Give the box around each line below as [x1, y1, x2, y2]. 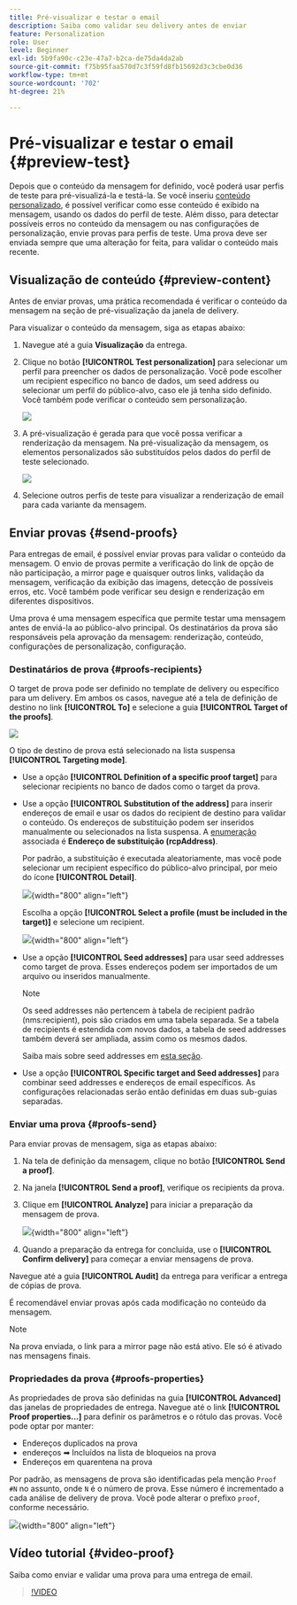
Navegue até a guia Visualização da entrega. [21, 340, 187, 351]
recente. [9, 247, 40, 258]
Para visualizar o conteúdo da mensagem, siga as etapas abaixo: [9, 322, 246, 333]
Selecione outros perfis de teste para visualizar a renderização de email [21, 490, 285, 501]
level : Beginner [9, 46, 69, 55]
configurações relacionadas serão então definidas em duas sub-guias [21, 1086, 278, 1098]
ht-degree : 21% [9, 87, 65, 96]
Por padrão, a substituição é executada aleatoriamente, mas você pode [21, 853, 282, 864]
